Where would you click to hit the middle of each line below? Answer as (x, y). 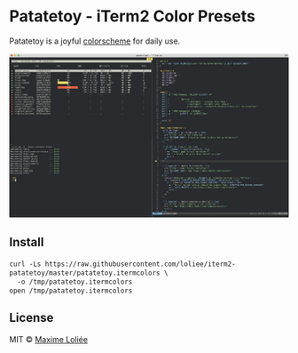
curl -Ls (25, 264)
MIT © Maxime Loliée (49, 339)
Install (27, 242)
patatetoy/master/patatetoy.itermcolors (85, 273)
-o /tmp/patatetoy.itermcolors (75, 282)
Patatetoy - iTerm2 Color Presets (132, 16)
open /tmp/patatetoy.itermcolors (71, 291)
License (31, 318)
